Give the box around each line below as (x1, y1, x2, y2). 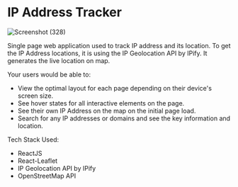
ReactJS (17, 149, 42, 157)
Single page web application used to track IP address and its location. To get (7, 41, 232, 50)
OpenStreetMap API (17, 171, 76, 180)
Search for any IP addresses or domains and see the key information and (17, 114, 231, 123)
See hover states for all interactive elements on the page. (17, 98, 185, 107)
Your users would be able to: (7, 70, 91, 79)
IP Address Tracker (7, 4, 123, 21)
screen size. (17, 91, 54, 100)
